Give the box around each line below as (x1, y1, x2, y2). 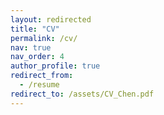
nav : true (10, 42, 52, 53)
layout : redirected (10, 14, 92, 25)
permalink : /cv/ (10, 33, 78, 43)
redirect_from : (10, 71, 74, 81)
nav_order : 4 (10, 52, 65, 62)
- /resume (19, 80, 60, 90)
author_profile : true (10, 61, 101, 71)
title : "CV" (10, 24, 60, 34)
